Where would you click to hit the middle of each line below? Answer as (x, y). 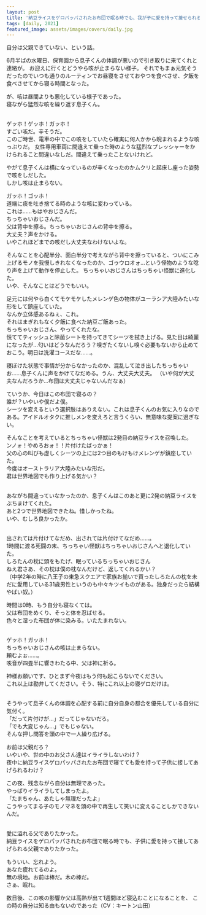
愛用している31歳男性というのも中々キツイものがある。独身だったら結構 (108, 585)
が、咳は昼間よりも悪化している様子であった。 (65, 96)
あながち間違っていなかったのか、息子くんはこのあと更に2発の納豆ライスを (102, 496)
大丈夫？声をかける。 (33, 235)
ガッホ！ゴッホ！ (28, 196)
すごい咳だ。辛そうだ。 (36, 131)
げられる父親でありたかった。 (44, 849)
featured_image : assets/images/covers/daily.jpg (70, 29)
